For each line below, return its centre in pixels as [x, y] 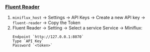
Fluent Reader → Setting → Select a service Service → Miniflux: [77, 28]
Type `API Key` [28, 41]
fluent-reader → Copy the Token [46, 23]
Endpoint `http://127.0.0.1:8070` [48, 37]
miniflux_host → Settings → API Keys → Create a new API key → [79, 18]
